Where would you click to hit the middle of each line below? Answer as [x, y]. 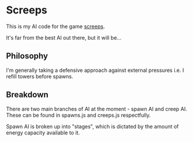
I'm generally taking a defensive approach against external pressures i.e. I [95, 70]
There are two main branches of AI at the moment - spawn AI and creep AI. [96, 109]
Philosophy [27, 56]
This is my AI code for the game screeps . [56, 26]
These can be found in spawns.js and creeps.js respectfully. [78, 115]
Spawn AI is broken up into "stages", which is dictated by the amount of [93, 126]
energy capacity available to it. [43, 133]
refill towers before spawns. [40, 76]
